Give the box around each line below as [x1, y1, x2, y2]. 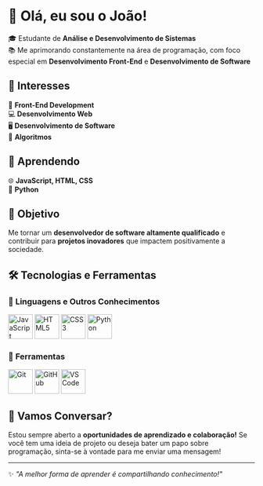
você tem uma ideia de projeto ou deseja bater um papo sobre [8, 439, 209, 448]
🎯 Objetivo [8, 207, 60, 221]
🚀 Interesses [8, 79, 70, 93]
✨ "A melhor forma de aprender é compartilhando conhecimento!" [8, 470, 223, 479]
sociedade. [8, 245, 45, 254]
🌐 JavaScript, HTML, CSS [8, 176, 94, 185]
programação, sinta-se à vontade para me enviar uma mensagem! [8, 447, 222, 456]
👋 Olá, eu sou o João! [8, 7, 147, 25]
